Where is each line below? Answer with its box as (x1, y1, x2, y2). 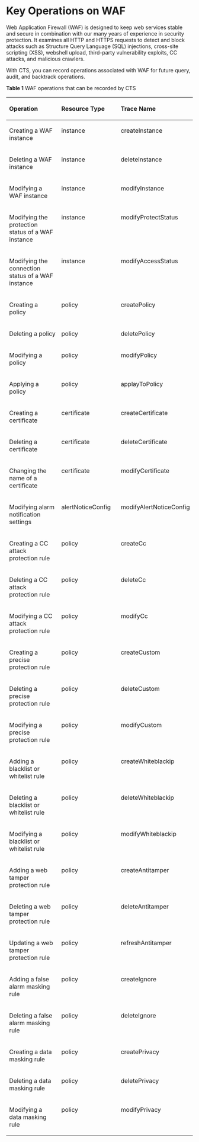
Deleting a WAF (9, 155, 52, 164)
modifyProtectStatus (120, 213, 178, 221)
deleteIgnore (120, 1011, 156, 1019)
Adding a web (9, 866, 48, 874)
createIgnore (120, 975, 157, 983)
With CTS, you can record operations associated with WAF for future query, (6, 66, 191, 74)
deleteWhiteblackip (120, 793, 175, 802)
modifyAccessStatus (120, 257, 178, 265)
